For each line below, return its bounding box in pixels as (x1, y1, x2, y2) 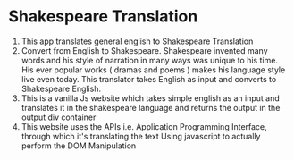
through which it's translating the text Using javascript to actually (21, 131, 261, 141)
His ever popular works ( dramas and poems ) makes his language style (21, 64, 286, 75)
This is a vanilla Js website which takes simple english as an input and (21, 92, 281, 104)
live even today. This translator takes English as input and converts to (21, 73, 277, 84)
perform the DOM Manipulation (21, 140, 137, 151)
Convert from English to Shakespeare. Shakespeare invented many (21, 45, 269, 55)
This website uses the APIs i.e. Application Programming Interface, (21, 121, 267, 131)
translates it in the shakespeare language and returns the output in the (21, 102, 281, 113)
